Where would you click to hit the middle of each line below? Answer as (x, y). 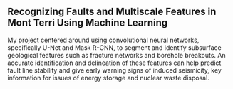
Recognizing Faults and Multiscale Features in (112, 12)
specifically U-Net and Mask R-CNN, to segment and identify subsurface (115, 47)
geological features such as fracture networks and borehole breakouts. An (116, 55)
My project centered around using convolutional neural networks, (103, 40)
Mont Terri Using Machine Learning (88, 23)
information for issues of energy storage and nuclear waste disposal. (109, 78)
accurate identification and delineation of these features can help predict (114, 63)
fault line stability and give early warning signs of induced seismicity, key (115, 70)
